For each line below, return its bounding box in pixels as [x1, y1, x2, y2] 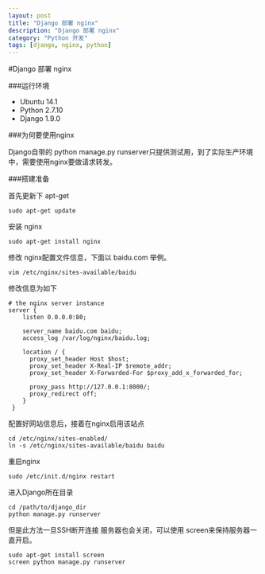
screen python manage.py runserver [8, 558, 126, 566]
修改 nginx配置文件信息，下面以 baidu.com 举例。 [8, 252, 171, 263]
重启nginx [8, 457, 41, 467]
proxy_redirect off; [29, 390, 98, 398]
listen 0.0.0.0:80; [22, 314, 87, 322]
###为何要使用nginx [8, 131, 75, 140]
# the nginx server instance [8, 299, 105, 307]
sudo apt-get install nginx [8, 238, 102, 246]
